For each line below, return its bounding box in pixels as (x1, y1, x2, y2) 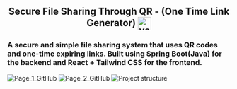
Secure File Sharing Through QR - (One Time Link (8, 6, 230, 18)
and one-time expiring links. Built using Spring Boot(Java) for (7, 49, 222, 59)
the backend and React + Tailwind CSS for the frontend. (7, 58, 203, 68)
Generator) (86, 17, 137, 29)
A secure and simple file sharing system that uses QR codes (7, 40, 218, 50)
